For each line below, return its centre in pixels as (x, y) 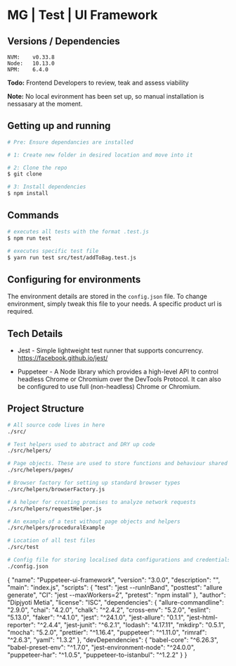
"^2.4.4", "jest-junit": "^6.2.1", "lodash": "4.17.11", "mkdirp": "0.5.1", (131, 624)
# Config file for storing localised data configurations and (100, 560)
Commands (33, 215)
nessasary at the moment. (45, 104)
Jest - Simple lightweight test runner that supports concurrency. (110, 350)
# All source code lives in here (56, 425)
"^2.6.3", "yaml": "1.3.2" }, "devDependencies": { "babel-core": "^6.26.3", (113, 640)
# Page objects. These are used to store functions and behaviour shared (118, 464)
